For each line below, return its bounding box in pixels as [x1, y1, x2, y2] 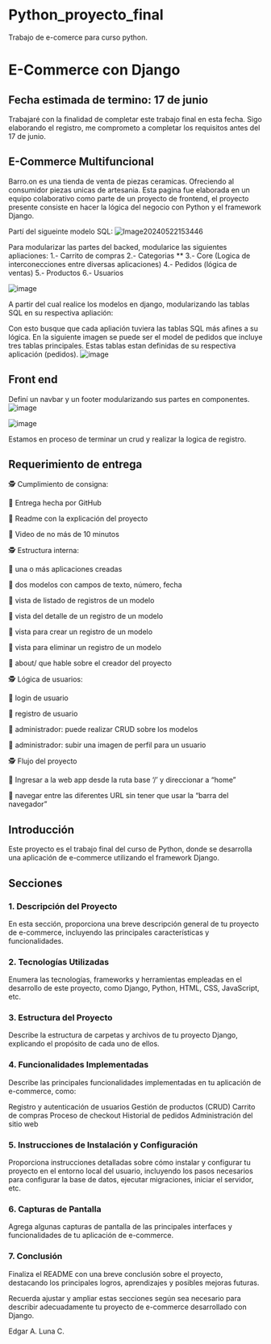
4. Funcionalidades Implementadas [8, 1059, 149, 1071]
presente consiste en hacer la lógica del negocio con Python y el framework [8, 202, 262, 212]
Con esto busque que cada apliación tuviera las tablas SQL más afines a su [8, 323, 258, 333]
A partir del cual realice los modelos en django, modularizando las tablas [8, 299, 250, 309]
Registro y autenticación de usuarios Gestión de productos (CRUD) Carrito [8, 1101, 256, 1111]
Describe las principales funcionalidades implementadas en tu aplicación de [8, 1077, 261, 1087]
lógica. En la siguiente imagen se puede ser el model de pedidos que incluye [8, 332, 263, 341]
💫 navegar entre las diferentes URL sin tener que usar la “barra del [8, 791, 229, 801]
